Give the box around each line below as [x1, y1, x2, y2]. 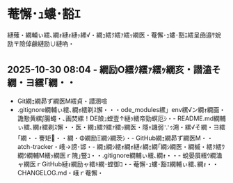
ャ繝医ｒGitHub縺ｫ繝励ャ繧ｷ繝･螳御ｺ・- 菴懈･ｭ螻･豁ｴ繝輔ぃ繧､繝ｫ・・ [17, 159, 219, 168]
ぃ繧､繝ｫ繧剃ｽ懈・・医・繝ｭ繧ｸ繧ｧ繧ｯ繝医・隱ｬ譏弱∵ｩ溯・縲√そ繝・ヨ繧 [17, 122, 226, 131]
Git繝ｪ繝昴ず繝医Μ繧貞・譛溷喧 [17, 97, 108, 105]
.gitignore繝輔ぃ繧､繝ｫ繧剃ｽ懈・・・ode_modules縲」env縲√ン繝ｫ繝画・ [17, 105, 226, 113]
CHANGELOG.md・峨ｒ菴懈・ [17, 168, 104, 177]
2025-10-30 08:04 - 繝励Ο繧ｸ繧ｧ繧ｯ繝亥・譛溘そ [7, 64, 221, 76]
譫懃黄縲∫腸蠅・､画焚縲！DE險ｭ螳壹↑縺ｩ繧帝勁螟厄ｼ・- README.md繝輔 [17, 114, 226, 122]
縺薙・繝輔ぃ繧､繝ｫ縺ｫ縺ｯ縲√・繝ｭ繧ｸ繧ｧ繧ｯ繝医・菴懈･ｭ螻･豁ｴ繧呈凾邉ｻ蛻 [7, 31, 221, 39]
